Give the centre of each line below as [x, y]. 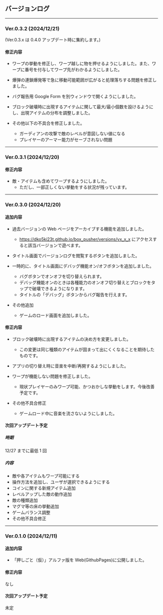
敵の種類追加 [25, 500]
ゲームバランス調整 [31, 513]
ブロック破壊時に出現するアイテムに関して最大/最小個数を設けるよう [81, 107]
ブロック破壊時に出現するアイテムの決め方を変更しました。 [71, 339]
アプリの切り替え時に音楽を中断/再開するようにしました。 [70, 366]
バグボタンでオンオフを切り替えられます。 [62, 276]
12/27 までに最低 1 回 [26, 451]
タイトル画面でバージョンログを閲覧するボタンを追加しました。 [76, 255]
